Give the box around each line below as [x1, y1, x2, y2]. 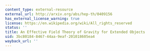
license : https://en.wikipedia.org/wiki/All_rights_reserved [5, 20, 132, 26]
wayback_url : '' [5, 39, 38, 44]
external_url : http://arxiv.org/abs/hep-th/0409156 [5, 12, 112, 17]
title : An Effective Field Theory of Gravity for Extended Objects [5, 30, 146, 34]
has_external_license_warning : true [5, 16, 80, 21]
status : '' [5, 25, 27, 30]
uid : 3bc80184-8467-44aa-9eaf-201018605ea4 [5, 34, 95, 39]
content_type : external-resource [5, 7, 73, 12]
